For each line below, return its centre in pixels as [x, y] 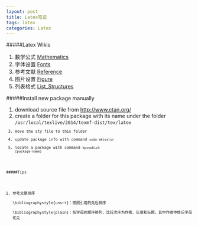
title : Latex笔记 [27, 17]
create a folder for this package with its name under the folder [90, 116]
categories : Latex [29, 28]
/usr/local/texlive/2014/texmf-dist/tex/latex [73, 123]
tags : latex [21, 22]
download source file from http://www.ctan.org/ [73, 110]
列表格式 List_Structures [44, 87]
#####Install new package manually [50, 99]
